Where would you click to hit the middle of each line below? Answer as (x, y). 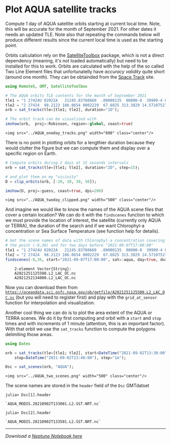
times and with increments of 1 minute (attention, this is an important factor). (85, 323)
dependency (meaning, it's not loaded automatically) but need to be (76, 60)
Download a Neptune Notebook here (44, 436)
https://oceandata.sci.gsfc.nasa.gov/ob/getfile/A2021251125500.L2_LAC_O (85, 292)
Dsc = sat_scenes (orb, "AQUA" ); (39, 367)
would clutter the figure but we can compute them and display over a (78, 148)
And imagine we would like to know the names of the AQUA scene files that (84, 209)
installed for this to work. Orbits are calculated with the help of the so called (85, 66)
